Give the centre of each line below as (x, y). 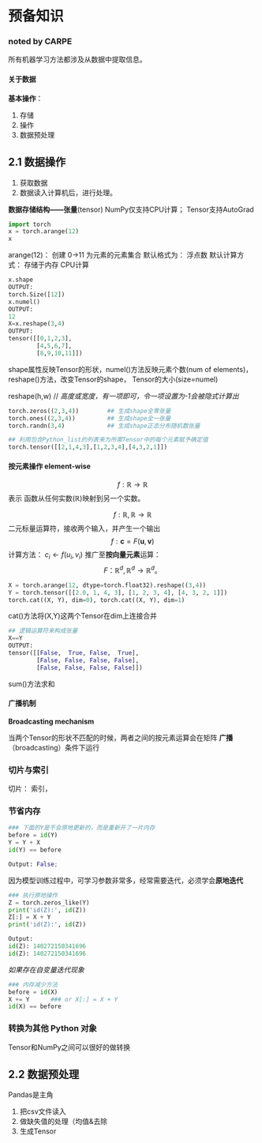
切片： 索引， (30, 789)
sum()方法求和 (32, 683)
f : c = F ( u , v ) (133, 541)
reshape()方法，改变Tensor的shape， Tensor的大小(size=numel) (113, 379)
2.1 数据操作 (37, 162)
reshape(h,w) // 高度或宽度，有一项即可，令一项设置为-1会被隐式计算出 (124, 396)
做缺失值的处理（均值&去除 (64, 1122)
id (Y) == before (35, 850)
